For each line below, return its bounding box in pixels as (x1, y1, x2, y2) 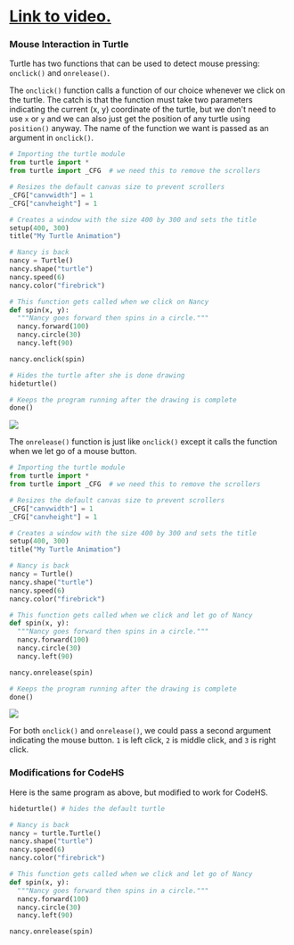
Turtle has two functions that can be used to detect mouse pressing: (9, 58, 260, 69)
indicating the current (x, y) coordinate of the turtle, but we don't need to (9, 104, 276, 115)
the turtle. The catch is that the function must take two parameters (9, 95, 253, 105)
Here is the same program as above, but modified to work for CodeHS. (9, 787, 269, 798)
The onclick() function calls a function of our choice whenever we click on (9, 85, 286, 95)
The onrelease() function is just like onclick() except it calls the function (9, 436, 278, 447)
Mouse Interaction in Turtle (9, 38, 129, 51)
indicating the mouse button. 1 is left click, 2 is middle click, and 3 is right (9, 734, 276, 746)
